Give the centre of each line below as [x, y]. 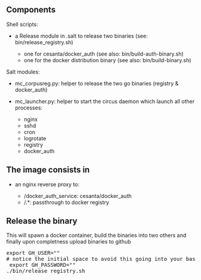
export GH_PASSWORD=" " [42, 265]
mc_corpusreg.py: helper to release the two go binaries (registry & [97, 83]
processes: [29, 108]
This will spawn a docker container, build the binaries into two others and [96, 235]
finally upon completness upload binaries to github [69, 242]
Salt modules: [23, 72]
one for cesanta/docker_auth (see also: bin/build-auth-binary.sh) [103, 54]
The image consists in [48, 170]
